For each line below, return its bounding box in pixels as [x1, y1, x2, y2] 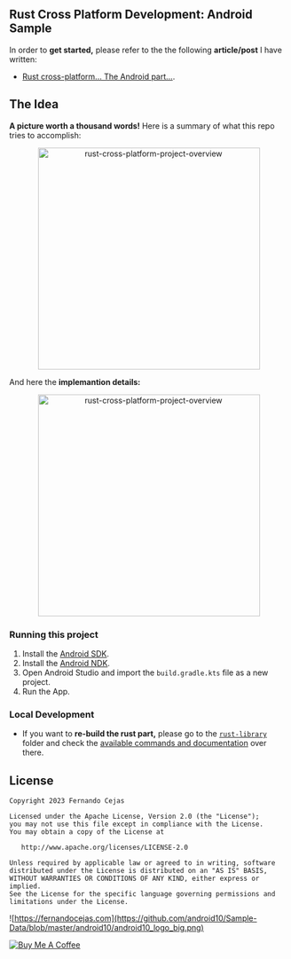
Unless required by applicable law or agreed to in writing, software [9, 859, 276, 868]
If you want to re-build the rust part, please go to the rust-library [21, 728, 268, 739]
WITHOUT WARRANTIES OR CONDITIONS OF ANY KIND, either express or [9, 874, 260, 884]
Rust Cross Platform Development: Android [9, 7, 253, 22]
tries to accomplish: [9, 130, 82, 140]
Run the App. [21, 686, 71, 696]
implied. [9, 882, 42, 891]
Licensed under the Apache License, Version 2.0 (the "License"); [9, 812, 260, 821]
